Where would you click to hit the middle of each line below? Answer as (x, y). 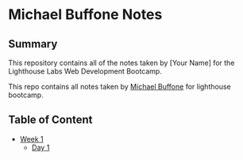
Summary (33, 44)
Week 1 (31, 139)
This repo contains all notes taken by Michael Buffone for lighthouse (120, 86)
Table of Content (50, 120)
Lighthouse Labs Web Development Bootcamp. (85, 71)
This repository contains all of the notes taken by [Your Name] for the (121, 63)
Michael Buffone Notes (85, 15)
